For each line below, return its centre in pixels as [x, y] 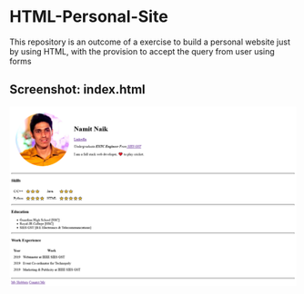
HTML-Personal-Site [89, 17]
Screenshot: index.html [77, 89]
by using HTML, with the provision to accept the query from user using [142, 51]
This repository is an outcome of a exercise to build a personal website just [150, 42]
